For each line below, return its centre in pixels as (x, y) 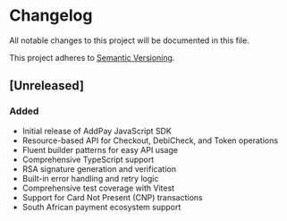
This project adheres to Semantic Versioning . (92, 57)
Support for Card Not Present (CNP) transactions (112, 197)
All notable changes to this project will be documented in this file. (130, 40)
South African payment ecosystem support (101, 207)
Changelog (51, 16)
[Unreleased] (47, 86)
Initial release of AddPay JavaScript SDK (97, 131)
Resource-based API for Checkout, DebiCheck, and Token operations (150, 140)
